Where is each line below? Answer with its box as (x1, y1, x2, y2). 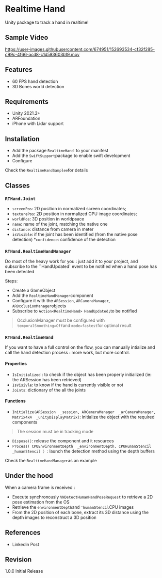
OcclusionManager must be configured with (16, 317, 105, 323)
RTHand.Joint (5, 196, 36, 202)
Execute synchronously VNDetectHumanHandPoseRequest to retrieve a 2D (12, 494, 153, 500)
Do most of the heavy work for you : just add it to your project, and (5, 258, 138, 265)
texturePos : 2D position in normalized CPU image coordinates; (12, 211, 137, 217)
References (5, 529, 41, 537)
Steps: (5, 278, 18, 284)
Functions (5, 398, 26, 404)
